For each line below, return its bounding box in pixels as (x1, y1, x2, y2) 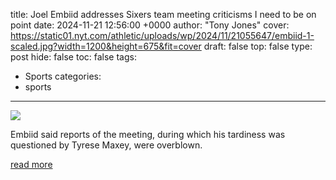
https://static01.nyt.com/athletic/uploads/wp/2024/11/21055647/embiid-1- (10, 30, 315, 41)
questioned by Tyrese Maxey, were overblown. (10, 139, 203, 151)
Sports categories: (24, 70, 102, 82)
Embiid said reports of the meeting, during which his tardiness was (10, 129, 286, 140)
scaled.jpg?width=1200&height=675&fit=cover (10, 40, 202, 52)
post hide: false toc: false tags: (10, 51, 137, 63)
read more (10, 159, 53, 170)
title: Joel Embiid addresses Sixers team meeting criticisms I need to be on (10, 9, 317, 20)
